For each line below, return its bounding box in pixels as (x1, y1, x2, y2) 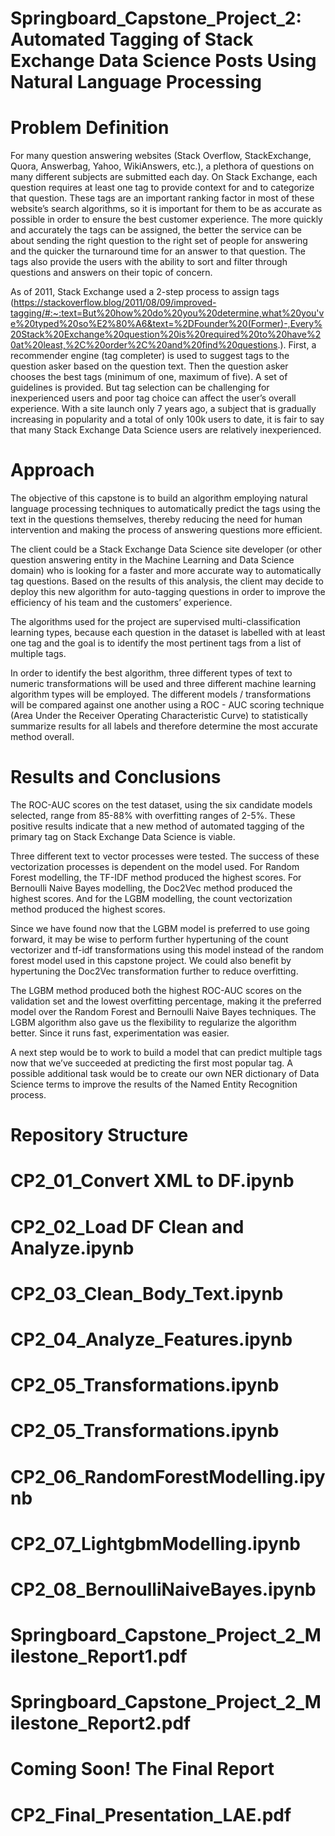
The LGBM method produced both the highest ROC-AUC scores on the (10, 985, 302, 996)
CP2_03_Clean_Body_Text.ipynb (10, 1282, 284, 1305)
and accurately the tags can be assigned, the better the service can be (10, 224, 303, 236)
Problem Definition (10, 117, 170, 139)
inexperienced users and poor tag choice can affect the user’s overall (10, 392, 297, 404)
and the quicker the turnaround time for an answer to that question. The (10, 245, 306, 257)
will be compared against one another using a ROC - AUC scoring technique (10, 699, 325, 711)
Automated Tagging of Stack (10, 28, 254, 51)
